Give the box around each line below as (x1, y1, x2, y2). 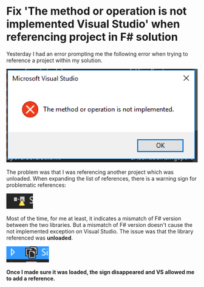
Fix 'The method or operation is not (6, 4, 187, 18)
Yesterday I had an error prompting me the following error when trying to (6, 50, 188, 57)
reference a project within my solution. (6, 57, 103, 64)
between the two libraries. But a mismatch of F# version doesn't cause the (6, 221, 193, 229)
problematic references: (6, 181, 67, 189)
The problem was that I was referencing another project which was (6, 168, 174, 176)
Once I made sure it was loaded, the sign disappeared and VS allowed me (6, 269, 195, 276)
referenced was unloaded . (6, 234, 73, 241)
